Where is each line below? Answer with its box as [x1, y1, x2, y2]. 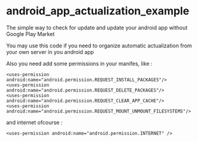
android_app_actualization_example [6, 4, 190, 18]
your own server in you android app [6, 48, 95, 55]
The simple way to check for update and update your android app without [6, 24, 188, 31]
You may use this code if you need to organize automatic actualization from [6, 42, 193, 49]
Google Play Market [6, 30, 55, 37]
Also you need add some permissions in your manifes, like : [6, 60, 153, 67]
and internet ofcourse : [6, 119, 63, 126]
